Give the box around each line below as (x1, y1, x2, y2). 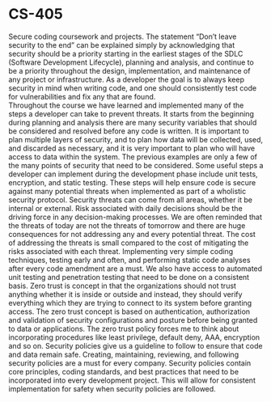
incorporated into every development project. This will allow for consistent (8, 375, 256, 385)
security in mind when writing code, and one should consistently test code (8, 83, 257, 93)
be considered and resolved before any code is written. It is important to (8, 126, 249, 136)
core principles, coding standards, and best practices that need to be (8, 366, 239, 376)
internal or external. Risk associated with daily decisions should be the (8, 203, 243, 213)
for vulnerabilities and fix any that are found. (8, 91, 156, 101)
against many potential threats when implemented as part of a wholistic (8, 186, 247, 196)
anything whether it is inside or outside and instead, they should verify (8, 289, 243, 299)
